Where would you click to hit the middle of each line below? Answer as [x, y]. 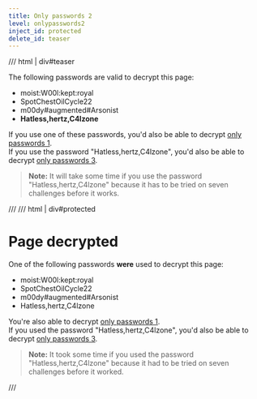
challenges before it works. [74, 193]
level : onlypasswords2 [47, 24]
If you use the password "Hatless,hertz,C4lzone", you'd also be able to [126, 152]
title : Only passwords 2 [50, 16]
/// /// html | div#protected [52, 209]
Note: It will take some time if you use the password [115, 176]
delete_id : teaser [39, 39]
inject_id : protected [45, 31]
